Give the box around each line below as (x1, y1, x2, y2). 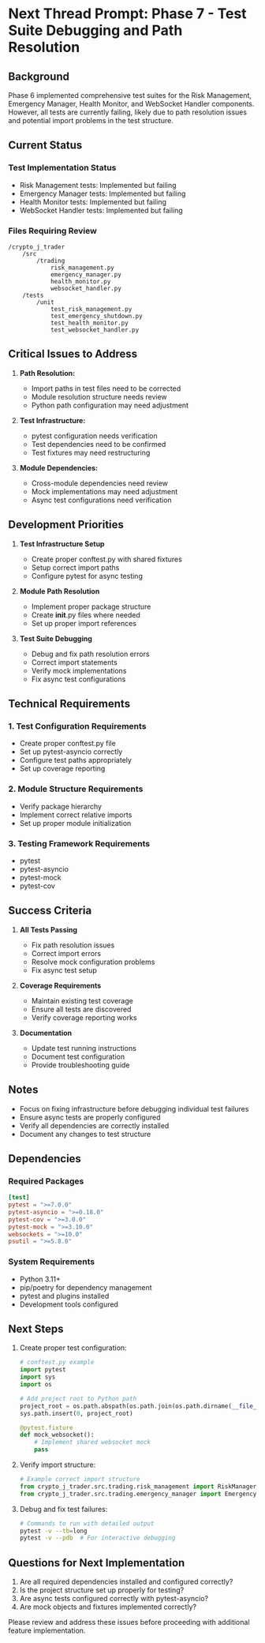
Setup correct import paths (31, 562, 120, 572)
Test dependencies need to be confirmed (31, 439, 166, 448)
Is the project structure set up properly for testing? (19, 1585, 185, 1595)
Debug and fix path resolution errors (31, 649, 150, 658)
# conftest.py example (19, 1359, 95, 1367)
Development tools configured (19, 1300, 118, 1309)
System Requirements (8, 1256, 95, 1267)
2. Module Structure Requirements (8, 783, 144, 794)
